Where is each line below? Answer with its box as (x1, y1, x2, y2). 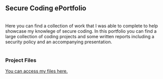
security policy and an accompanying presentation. (5, 39, 112, 45)
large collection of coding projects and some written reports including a (5, 33, 154, 39)
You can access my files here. (5, 68, 68, 74)
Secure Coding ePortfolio (5, 4, 87, 13)
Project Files (5, 56, 36, 63)
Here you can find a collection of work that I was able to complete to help (5, 23, 158, 29)
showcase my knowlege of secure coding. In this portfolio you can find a (5, 28, 157, 34)
